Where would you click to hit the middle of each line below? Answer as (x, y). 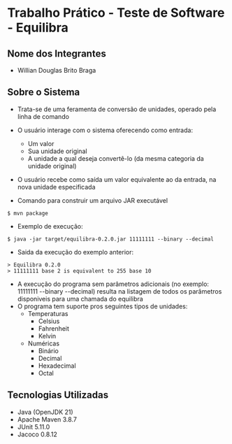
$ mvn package (28, 213)
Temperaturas (48, 313)
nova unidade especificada (56, 187)
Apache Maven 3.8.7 (47, 419)
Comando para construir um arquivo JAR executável (93, 200)
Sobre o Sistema (44, 92)
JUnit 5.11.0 (34, 427)
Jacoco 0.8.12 (37, 434)
